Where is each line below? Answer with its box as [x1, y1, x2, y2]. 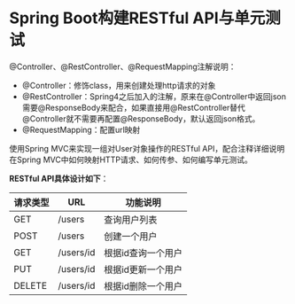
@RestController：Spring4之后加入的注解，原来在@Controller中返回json [21, 90, 286, 102]
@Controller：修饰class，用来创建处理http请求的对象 [21, 80, 216, 90]
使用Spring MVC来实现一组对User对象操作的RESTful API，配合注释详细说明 [9, 143, 285, 153]
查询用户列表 [103, 214, 158, 226]
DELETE [13, 279, 47, 292]
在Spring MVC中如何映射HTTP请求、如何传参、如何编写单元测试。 [9, 154, 252, 165]
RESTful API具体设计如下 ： [9, 173, 109, 183]
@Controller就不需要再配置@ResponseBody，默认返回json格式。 [21, 113, 260, 124]
